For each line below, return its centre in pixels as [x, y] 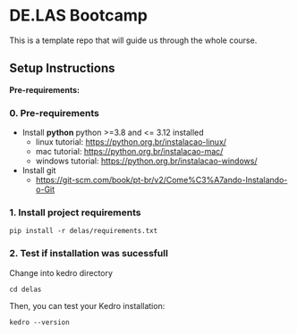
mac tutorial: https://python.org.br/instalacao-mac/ [129, 152]
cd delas [25, 289]
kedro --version [39, 322]
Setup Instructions [62, 68]
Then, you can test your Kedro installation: [87, 305]
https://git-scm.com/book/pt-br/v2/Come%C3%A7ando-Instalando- [161, 180]
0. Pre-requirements [55, 113]
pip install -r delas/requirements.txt [84, 231]
